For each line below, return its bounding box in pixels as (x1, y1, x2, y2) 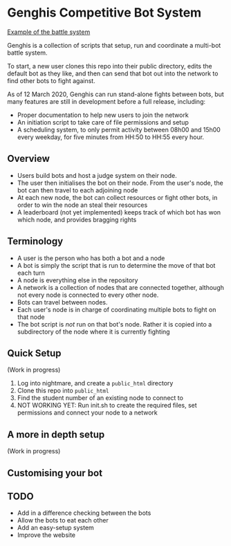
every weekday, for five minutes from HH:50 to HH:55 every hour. (17, 133, 205, 141)
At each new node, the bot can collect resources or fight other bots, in (17, 193, 218, 201)
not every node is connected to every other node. (17, 291, 159, 299)
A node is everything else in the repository (17, 275, 138, 284)
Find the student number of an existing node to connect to (17, 394, 183, 402)
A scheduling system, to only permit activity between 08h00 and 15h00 (17, 125, 221, 134)
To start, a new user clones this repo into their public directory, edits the (7, 62, 212, 70)
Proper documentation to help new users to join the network (17, 111, 189, 119)
